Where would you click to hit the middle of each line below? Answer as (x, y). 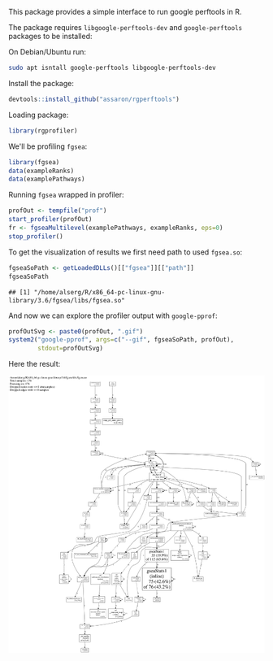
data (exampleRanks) (41, 171)
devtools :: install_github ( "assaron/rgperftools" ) (94, 99)
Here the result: (35, 364)
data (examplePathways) (47, 179)
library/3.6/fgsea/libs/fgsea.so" (67, 300)
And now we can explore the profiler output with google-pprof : (113, 315)
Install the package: (41, 83)
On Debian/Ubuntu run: (48, 52)
